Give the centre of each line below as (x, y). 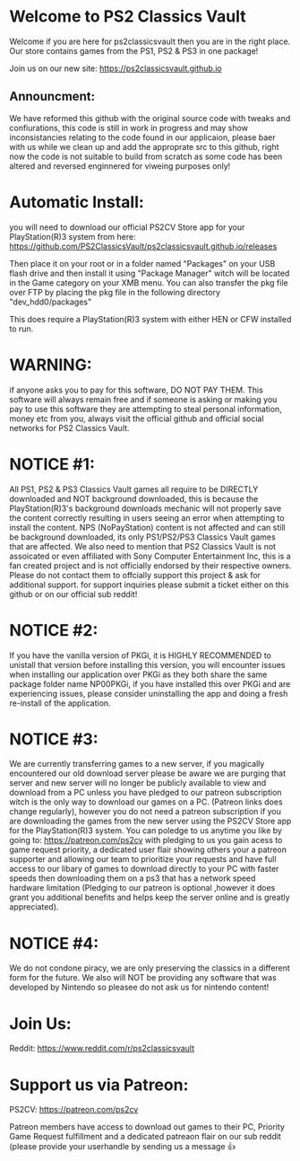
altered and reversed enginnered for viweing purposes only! (120, 166)
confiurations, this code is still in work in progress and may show (129, 128)
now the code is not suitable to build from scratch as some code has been (146, 156)
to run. (21, 329)
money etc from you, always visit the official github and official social (137, 418)
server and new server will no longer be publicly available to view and (138, 783)
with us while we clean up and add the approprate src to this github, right (144, 146)
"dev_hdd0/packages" (51, 302)
